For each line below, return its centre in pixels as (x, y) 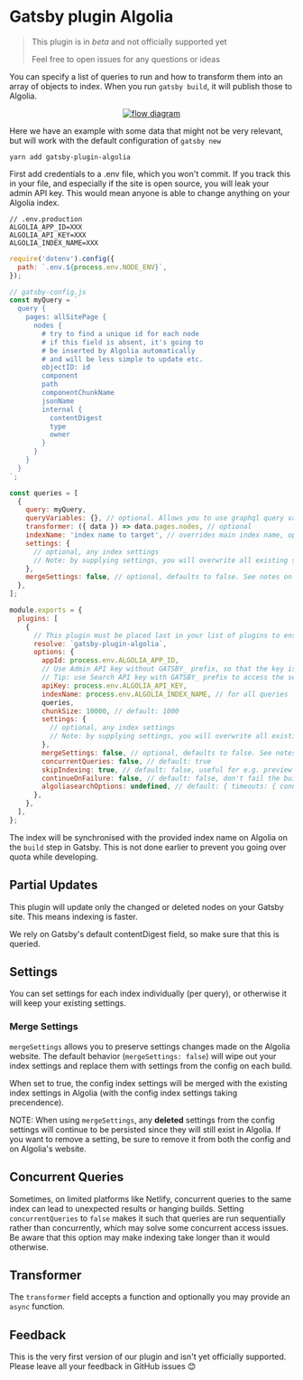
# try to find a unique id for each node (121, 333)
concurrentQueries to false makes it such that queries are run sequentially (147, 1218)
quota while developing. (54, 857)
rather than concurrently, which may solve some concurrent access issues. (149, 1227)
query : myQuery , (56, 510)
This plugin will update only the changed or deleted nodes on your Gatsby (147, 906)
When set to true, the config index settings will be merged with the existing (148, 1083)
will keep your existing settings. (68, 1003)
